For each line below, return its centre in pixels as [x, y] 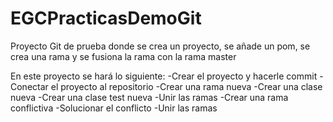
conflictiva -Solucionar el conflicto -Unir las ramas [114, 108]
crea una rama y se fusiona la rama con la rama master [123, 56]
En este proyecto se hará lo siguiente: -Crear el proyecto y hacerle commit [164, 76]
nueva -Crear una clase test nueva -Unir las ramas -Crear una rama [149, 97]
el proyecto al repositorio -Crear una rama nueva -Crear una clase [186, 86]
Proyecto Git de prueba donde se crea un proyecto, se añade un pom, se [160, 46]
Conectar [29, 86]
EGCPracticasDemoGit [106, 18]
